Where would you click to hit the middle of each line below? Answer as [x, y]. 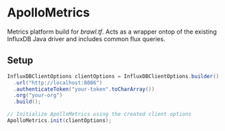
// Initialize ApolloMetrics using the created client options [99, 115]
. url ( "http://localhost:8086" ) [58, 83]
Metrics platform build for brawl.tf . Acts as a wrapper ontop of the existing [112, 32]
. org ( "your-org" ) [38, 95]
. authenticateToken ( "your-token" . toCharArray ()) [84, 89]
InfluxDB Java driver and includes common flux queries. [86, 38]
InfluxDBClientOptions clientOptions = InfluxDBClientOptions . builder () [113, 76]
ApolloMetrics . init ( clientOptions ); [59, 121]
